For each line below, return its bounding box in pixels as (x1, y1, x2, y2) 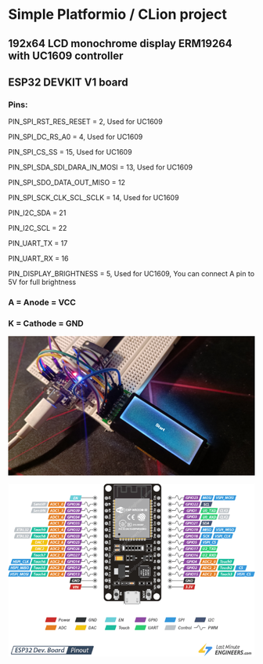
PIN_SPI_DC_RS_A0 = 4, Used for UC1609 (8, 132, 143, 142)
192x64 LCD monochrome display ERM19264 (8, 37, 232, 50)
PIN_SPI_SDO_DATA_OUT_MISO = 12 (8, 178, 125, 188)
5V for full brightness (8, 277, 77, 287)
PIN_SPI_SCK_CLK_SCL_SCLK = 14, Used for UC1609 (8, 193, 179, 202)
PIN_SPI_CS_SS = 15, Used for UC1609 (8, 148, 132, 157)
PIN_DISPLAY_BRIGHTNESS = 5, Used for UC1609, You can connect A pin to (8, 269, 255, 279)
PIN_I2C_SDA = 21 (8, 208, 67, 217)
